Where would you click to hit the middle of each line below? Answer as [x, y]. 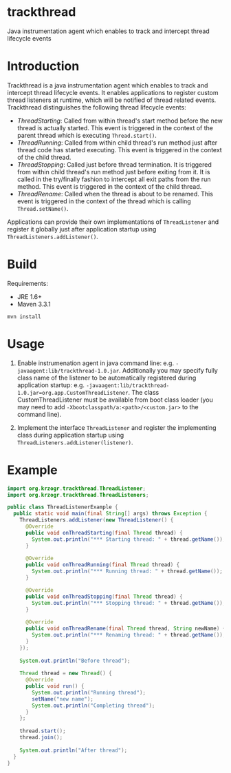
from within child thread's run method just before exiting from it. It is [113, 172]
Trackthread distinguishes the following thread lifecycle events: [97, 107]
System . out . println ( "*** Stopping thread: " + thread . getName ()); [129, 603]
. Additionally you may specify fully [168, 370]
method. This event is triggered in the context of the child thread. [109, 186]
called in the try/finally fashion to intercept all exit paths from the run [114, 179]
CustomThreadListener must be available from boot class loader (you [115, 400]
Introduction [43, 66]
